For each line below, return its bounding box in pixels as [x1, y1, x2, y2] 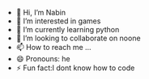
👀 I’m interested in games [15, 16, 101, 26]
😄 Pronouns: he [15, 54, 70, 64]
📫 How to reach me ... [15, 43, 92, 52]
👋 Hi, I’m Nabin [15, 8, 66, 17]
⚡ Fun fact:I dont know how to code [15, 63, 135, 73]
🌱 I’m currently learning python [15, 25, 120, 34]
